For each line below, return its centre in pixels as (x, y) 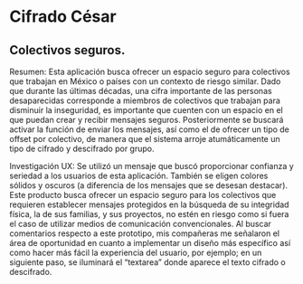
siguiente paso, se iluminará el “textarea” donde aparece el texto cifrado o (148, 262)
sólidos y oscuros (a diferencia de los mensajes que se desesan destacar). (148, 185)
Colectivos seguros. (67, 50)
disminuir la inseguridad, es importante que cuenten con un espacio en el (146, 110)
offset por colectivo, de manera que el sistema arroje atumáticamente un (145, 139)
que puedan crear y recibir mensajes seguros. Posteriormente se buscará (147, 120)
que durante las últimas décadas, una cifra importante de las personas (141, 91)
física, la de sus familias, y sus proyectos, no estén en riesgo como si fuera (149, 214)
